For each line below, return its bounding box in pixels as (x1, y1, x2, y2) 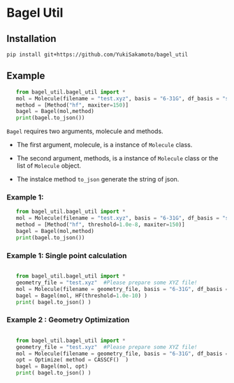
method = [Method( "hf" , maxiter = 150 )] (15, 101, 129, 109)
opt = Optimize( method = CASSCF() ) (15, 356, 129, 363)
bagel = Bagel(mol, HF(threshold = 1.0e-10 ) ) (15, 292, 148, 299)
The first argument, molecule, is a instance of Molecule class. (16, 141, 193, 149)
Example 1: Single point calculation (6, 250, 127, 260)
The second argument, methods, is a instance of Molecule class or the (16, 154, 219, 163)
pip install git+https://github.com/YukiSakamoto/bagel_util (6, 51, 189, 58)
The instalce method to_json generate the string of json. (16, 175, 180, 183)
